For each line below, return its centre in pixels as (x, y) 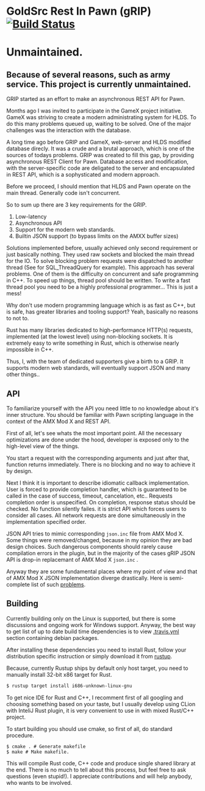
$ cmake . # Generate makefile (46, 746)
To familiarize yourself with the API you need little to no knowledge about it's (103, 408)
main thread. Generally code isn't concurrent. (63, 193)
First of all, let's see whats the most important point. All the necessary (94, 433)
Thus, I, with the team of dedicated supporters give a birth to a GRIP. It (95, 361)
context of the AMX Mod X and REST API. (59, 421)
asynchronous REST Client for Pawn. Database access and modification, (98, 162)
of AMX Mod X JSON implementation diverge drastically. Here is (87, 578)
